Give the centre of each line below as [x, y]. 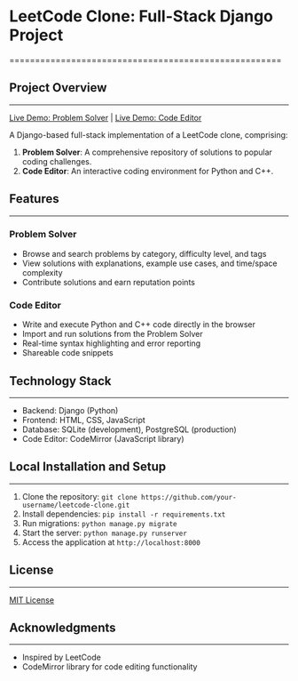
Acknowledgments [63, 627]
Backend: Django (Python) [70, 410]
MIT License [32, 600]
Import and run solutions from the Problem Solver [112, 334]
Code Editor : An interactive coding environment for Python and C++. [148, 171]
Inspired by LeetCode [62, 657]
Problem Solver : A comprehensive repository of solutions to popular [147, 152]
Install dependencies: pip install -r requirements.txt [124, 514]
